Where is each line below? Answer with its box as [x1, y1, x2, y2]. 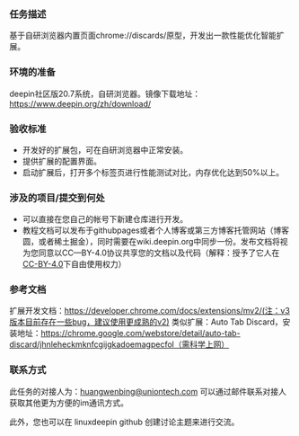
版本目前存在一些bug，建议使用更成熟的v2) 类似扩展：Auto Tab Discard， [9, 316, 283, 327]
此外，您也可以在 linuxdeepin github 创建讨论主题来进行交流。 [9, 416, 240, 427]
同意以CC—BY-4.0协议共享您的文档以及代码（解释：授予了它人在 [38, 247, 280, 258]
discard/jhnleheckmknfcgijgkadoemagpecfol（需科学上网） [9, 339, 230, 350]
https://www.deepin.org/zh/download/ [9, 98, 152, 109]
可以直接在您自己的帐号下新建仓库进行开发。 [22, 214, 189, 225]
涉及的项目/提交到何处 [9, 191, 105, 204]
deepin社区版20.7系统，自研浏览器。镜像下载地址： [9, 88, 200, 99]
